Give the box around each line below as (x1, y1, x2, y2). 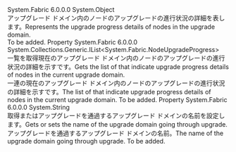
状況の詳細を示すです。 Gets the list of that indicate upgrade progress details (7, 63, 229, 71)
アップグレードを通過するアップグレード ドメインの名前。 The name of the (7, 129, 224, 137)
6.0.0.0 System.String (7, 103, 70, 111)
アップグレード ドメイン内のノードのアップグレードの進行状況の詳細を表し (7, 14, 225, 22)
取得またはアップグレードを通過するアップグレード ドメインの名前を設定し (7, 111, 225, 120)
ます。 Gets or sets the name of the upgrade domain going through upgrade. (7, 120, 228, 128)
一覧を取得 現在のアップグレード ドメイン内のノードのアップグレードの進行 (7, 54, 225, 62)
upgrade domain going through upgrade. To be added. (7, 137, 166, 145)
